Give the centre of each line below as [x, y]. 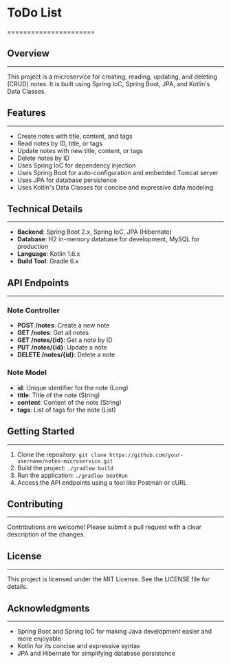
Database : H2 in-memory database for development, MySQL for [108, 239]
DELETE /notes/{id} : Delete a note [66, 355]
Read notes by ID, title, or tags [60, 143]
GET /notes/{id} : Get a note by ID [65, 340]
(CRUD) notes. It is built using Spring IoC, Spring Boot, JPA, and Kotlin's [109, 83]
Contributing [35, 504]
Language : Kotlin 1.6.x [48, 254]
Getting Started [41, 431]
